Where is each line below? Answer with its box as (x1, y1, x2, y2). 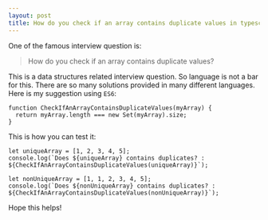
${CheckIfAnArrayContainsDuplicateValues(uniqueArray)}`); (8, 160, 209, 169)
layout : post (8, 11, 52, 20)
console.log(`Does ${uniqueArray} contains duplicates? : (8, 154, 205, 162)
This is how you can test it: (8, 132, 97, 141)
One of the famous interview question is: (8, 41, 142, 50)
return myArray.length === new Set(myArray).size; (15, 110, 187, 119)
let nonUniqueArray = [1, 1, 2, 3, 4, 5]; (8, 175, 152, 183)
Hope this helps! (8, 203, 62, 212)
